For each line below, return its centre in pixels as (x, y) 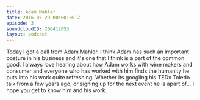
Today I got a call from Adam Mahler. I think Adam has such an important (98, 52)
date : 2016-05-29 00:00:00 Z (43, 18)
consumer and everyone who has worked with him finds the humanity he (98, 71)
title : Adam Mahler (31, 12)
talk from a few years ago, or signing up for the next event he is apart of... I (100, 84)
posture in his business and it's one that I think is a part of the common (95, 58)
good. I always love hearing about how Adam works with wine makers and (100, 65)
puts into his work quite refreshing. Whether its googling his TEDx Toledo (98, 78)
